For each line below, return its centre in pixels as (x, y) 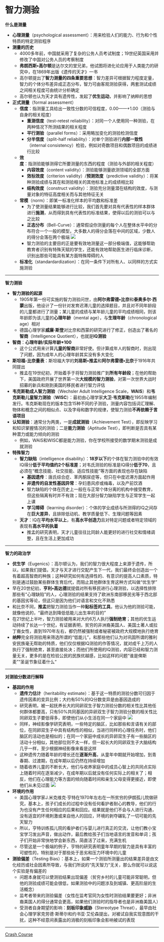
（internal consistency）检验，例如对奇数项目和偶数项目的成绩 (90, 145)
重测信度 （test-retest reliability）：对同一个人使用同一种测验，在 (91, 121)
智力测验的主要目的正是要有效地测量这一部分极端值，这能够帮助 (91, 243)
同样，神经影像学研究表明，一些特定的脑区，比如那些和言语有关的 (86, 724)
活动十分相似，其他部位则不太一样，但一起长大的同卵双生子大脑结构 (88, 742)
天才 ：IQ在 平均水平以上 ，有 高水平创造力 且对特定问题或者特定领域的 (88, 520)
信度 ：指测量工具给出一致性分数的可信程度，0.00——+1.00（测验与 (87, 108)
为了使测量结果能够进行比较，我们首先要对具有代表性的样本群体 (91, 206)
